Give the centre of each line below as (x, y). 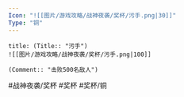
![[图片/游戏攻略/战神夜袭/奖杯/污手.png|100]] (80, 54)
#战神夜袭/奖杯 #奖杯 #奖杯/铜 (57, 85)
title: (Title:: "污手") (48, 46)
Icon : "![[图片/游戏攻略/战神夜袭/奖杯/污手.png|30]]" (92, 15)
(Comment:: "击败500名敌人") (54, 69)
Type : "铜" (26, 23)
